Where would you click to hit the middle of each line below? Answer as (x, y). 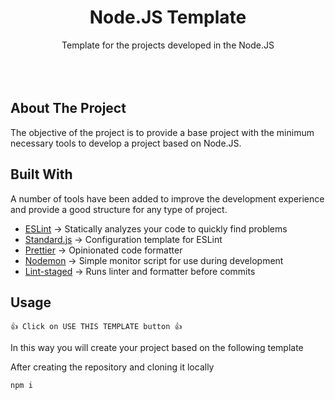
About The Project (68, 108)
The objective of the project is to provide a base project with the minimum (162, 132)
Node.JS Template (168, 17)
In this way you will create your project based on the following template (157, 348)
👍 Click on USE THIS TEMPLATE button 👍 (96, 327)
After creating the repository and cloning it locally (112, 367)
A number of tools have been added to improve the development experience (167, 198)
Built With (41, 174)
